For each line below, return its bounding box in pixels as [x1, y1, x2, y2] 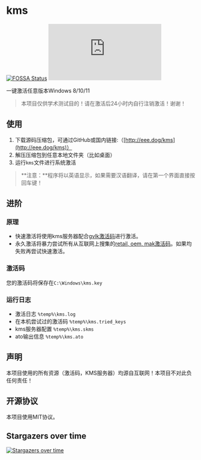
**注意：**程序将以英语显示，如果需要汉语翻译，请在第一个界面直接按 [20, 171, 196, 179]
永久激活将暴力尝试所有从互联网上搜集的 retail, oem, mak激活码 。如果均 [14, 240, 192, 247]
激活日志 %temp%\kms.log [14, 310, 76, 317]
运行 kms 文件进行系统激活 [14, 159, 76, 166]
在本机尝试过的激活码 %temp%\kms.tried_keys [14, 318, 126, 325]
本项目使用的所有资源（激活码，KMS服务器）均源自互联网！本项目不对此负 [6, 369, 193, 376]
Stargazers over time [6, 431, 87, 441]
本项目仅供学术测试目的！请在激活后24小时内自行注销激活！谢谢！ [20, 100, 187, 107]
